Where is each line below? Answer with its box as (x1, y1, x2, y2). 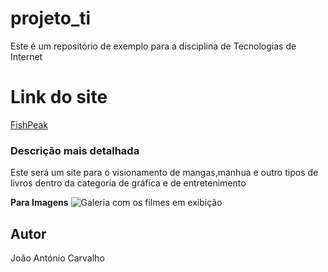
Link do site (10, 86, 108, 109)
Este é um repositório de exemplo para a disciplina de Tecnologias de (10, 40, 297, 52)
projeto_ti (10, 7, 92, 30)
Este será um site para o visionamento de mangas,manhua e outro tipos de (10, 167, 319, 179)
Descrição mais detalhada (10, 143, 140, 157)
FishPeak (10, 118, 49, 131)
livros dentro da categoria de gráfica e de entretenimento (10, 177, 247, 189)
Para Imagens (10, 197, 69, 209)
